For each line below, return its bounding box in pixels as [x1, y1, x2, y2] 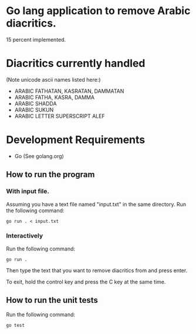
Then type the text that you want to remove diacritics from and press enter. [6, 266, 188, 274]
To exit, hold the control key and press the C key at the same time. [6, 278, 166, 285]
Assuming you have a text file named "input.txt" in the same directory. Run [6, 201, 187, 208]
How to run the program [6, 169, 95, 180]
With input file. [6, 187, 50, 195]
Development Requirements [6, 133, 146, 146]
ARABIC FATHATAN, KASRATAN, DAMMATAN [14, 87, 124, 95]
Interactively [6, 232, 43, 240]
